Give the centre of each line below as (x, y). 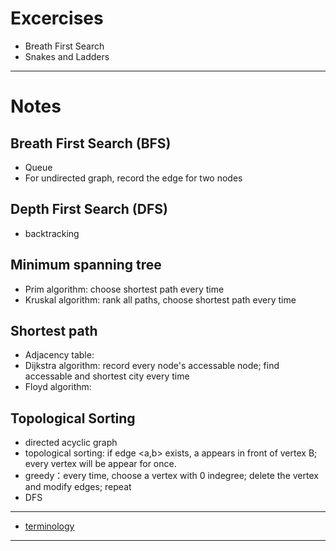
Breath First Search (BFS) (91, 143)
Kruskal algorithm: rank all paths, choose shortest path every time (160, 299)
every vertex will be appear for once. (100, 464)
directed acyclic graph (71, 443)
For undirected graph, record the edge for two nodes (133, 178)
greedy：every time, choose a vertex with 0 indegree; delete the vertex (171, 476)
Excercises (57, 18)
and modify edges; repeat (78, 487)
